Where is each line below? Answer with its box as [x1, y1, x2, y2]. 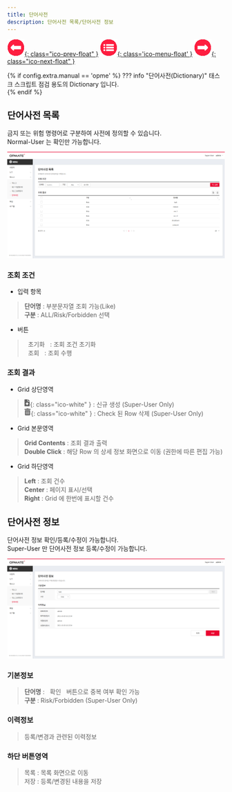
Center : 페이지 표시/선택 [23, 485, 93, 494]
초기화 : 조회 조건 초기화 [28, 340, 97, 349]
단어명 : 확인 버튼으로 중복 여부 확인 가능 [23, 687, 140, 696]
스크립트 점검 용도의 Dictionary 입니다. [14, 80, 119, 88]
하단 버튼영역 [7, 751, 48, 761]
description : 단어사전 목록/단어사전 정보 [7, 18, 114, 26]
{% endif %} [7, 87, 43, 96]
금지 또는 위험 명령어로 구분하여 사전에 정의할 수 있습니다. [7, 129, 162, 138]
